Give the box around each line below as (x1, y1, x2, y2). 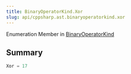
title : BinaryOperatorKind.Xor (6, 8, 83, 15)
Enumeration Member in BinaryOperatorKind (6, 30, 114, 37)
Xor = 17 (6, 63, 28, 69)
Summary (6, 47, 43, 57)
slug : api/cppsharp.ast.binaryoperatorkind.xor (6, 14, 126, 20)
